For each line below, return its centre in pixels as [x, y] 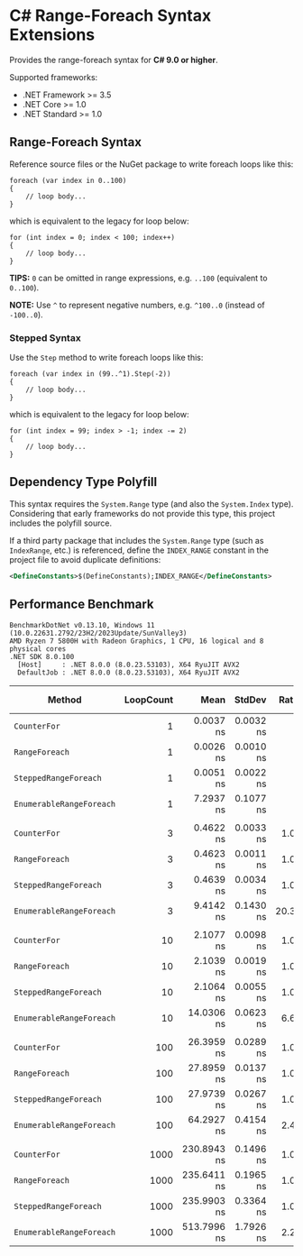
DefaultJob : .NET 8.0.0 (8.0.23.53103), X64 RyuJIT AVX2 [129, 673]
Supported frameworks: [54, 77]
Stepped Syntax [45, 337]
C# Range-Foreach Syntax [110, 16]
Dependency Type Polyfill [83, 482]
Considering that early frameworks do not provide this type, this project [142, 513]
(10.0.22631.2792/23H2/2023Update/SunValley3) [98, 633]
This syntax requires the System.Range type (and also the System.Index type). [151, 504]
